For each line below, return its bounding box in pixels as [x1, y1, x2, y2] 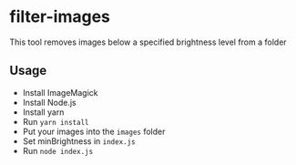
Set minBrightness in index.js [22, 135, 136, 147]
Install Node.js [22, 97, 77, 108]
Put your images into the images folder [22, 126, 166, 137]
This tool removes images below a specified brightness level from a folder [9, 36, 287, 47]
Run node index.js [22, 145, 94, 156]
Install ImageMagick [22, 87, 98, 98]
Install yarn [22, 107, 65, 118]
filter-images [9, 6, 111, 27]
